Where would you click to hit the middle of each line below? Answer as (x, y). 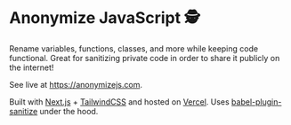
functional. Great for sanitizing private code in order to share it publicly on (145, 58)
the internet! (32, 67)
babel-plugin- (256, 102)
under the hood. (69, 111)
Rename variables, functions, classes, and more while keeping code (134, 48)
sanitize (24, 111)
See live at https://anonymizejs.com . (76, 84)
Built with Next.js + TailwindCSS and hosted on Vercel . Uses (119, 102)
